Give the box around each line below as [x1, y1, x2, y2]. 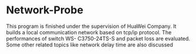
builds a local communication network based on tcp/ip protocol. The [6, 28, 172, 35]
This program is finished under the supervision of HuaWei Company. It [6, 23, 177, 30]
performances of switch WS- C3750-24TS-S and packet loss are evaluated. [6, 35, 190, 42]
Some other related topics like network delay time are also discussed [6, 41, 174, 48]
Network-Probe [6, 3, 84, 17]
